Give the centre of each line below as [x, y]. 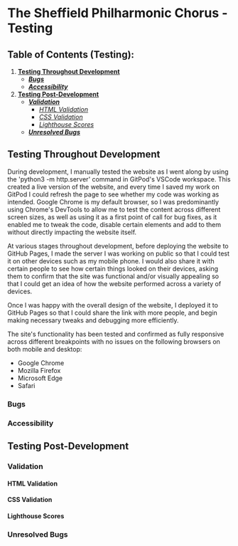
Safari [26, 385]
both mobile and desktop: [45, 349]
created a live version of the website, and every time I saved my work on [113, 187]
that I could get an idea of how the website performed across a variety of [114, 283]
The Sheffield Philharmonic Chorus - [118, 13]
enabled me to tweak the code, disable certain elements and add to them [114, 224]
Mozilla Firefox [39, 370]
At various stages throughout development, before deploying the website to [118, 246]
